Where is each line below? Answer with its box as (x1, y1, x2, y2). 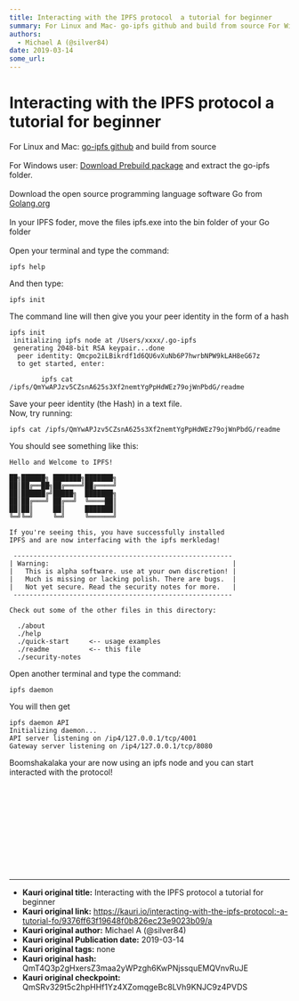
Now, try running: (9, 407, 73, 419)
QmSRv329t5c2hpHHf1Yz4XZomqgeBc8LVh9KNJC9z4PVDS (21, 981, 247, 992)
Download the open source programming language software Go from (9, 188, 263, 199)
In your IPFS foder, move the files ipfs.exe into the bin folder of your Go (9, 216, 270, 227)
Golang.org (9, 198, 51, 208)
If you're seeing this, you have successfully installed (9, 527, 225, 537)
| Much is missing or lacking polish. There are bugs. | (9, 574, 238, 583)
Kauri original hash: (21, 953, 97, 964)
